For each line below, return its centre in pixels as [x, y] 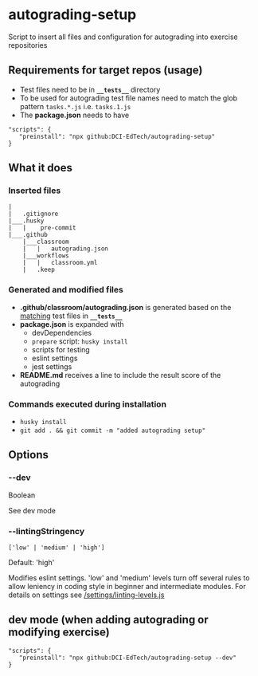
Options [29, 455]
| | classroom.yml [60, 263]
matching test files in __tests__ [71, 316]
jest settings [52, 366]
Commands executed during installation [88, 404]
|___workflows [46, 256]
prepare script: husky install [80, 341]
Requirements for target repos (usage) [106, 71]
